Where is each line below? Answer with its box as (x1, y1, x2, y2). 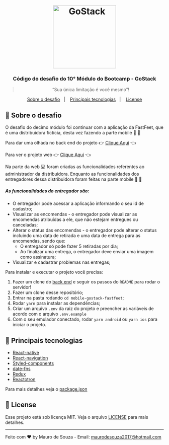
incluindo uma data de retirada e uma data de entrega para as (12, 233, 141, 239)
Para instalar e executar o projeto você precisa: (5, 269, 103, 275)
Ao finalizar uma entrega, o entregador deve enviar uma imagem (20, 249, 154, 255)
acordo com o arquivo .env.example (12, 311, 87, 317)
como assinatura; (20, 254, 56, 260)
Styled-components (12, 360, 54, 366)
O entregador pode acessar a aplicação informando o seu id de (12, 200, 144, 206)
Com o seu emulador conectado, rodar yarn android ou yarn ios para (12, 316, 157, 322)
